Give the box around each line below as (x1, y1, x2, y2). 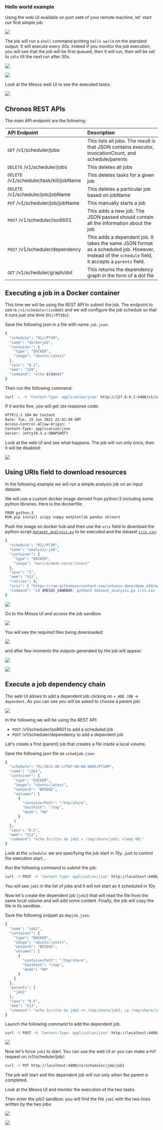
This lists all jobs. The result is (87, 137, 156, 144)
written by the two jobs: (5, 1101, 52, 1107)
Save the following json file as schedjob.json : (5, 750, 96, 756)
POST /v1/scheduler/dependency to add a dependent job (12, 731, 124, 737)
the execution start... (5, 856, 47, 861)
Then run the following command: (5, 385, 73, 391)
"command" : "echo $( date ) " (9, 371, 64, 376)
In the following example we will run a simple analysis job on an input (5, 481, 143, 487)
